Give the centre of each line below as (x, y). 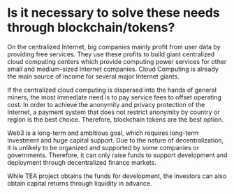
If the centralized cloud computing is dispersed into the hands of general (112, 90)
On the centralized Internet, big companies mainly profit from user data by (114, 47)
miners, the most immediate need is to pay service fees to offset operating (115, 97)
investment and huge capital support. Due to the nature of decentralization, (116, 140)
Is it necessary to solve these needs (114, 13)
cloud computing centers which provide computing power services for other (117, 61)
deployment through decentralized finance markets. (82, 162)
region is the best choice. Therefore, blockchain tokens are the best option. (115, 119)
